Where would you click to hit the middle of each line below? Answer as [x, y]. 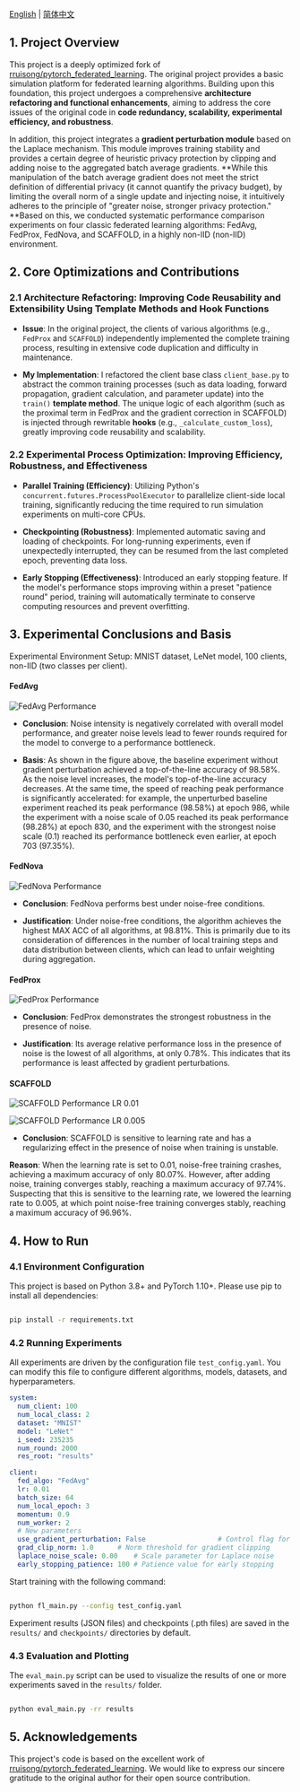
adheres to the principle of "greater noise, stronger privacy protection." [141, 205]
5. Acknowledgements [73, 1737]
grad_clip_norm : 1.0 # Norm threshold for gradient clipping [144, 1548]
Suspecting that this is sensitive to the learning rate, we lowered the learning [150, 1193]
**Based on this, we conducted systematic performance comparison [137, 215]
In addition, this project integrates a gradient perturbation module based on [150, 139]
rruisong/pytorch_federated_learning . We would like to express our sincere [147, 1768]
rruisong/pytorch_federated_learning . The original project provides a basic [146, 74]
